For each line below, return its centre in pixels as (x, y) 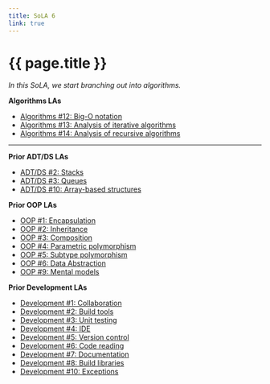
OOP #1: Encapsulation (58, 221)
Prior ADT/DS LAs (39, 157)
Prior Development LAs (48, 287)
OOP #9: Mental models (59, 272)
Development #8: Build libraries (72, 363)
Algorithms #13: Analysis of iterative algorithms (98, 125)
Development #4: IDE (55, 329)
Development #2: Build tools (67, 312)
